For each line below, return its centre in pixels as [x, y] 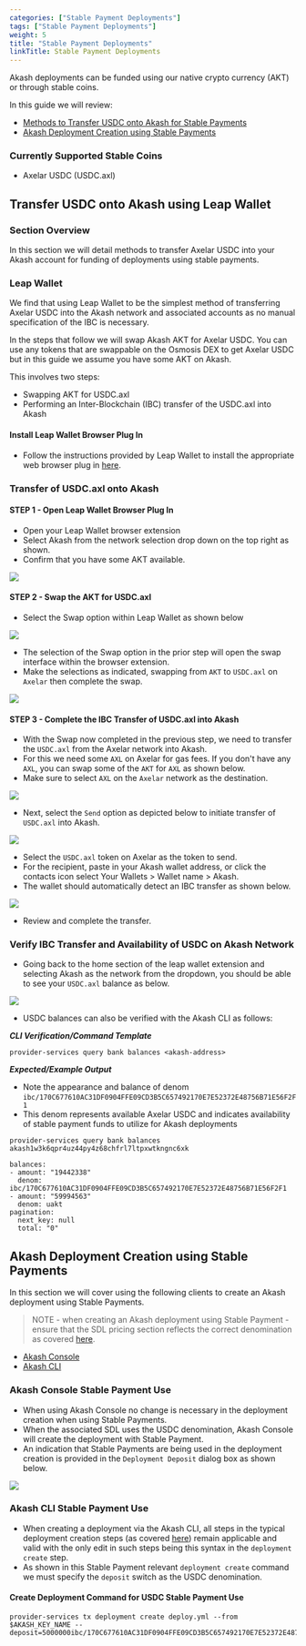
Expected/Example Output [61, 1070]
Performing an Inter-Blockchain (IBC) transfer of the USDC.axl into [147, 404]
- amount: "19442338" [51, 1173]
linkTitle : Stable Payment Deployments [85, 52]
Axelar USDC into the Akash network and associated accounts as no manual [153, 313]
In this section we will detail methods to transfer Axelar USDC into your [142, 250]
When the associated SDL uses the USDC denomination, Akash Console [158, 1429]
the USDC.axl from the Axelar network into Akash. [115, 749]
